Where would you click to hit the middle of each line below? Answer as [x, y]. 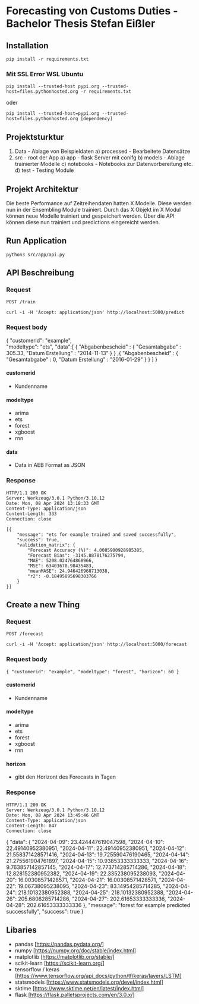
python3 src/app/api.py [36, 255]
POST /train [21, 302]
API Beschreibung [40, 273]
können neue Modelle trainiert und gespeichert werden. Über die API [91, 216]
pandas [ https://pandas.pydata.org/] [59, 945]
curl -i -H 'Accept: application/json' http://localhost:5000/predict [95, 313]
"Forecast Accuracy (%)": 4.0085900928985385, [86, 550]
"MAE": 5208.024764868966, [61, 560]
